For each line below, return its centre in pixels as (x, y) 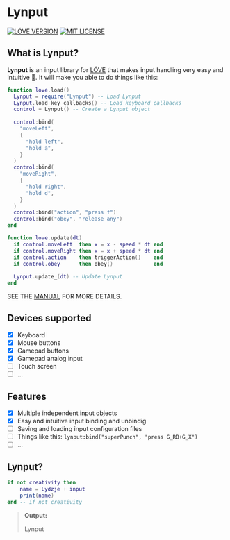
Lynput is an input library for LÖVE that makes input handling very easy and (115, 69)
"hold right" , (46, 187)
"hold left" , (44, 142)
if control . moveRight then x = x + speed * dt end (88, 251)
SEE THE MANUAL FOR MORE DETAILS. (65, 296)
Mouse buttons (39, 343)
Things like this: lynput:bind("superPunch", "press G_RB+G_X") (107, 437)
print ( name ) (37, 496)
